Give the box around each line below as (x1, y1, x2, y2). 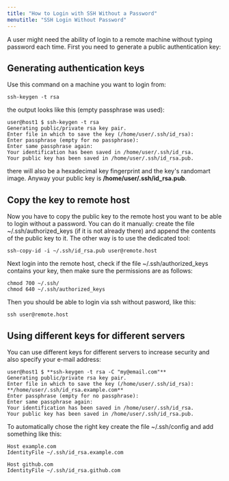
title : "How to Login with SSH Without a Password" (7, 10, 157, 17)
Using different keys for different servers (7, 330, 186, 341)
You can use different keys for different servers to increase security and (7, 347, 210, 356)
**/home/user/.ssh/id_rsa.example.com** (7, 386, 124, 393)
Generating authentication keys (7, 62, 145, 74)
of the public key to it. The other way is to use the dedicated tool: (7, 234, 191, 243)
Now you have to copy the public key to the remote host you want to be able (7, 212, 222, 221)
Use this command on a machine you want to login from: (7, 80, 166, 89)
